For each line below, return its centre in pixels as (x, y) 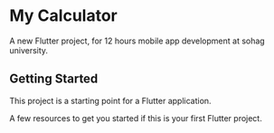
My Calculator (63, 16)
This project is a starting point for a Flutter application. (110, 100)
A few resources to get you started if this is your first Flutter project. (136, 118)
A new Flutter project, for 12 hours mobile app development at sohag (137, 41)
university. (28, 50)
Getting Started (54, 79)
